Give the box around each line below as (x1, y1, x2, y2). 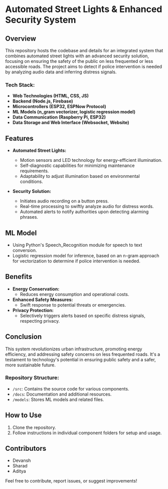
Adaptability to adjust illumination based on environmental (20, 173, 140, 179)
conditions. (20, 178, 44, 184)
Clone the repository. (12, 424, 56, 430)
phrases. (20, 214, 39, 220)
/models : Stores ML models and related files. (12, 396, 104, 403)
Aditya (12, 468, 26, 474)
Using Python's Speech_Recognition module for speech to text (12, 242, 142, 248)
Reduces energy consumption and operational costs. (20, 291, 129, 297)
